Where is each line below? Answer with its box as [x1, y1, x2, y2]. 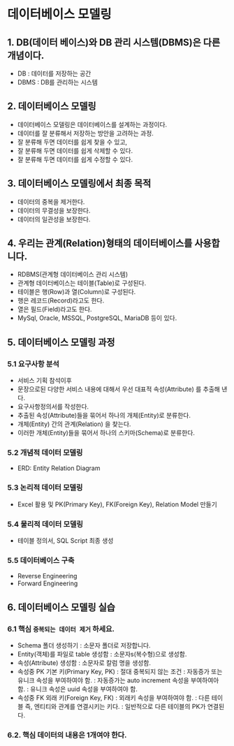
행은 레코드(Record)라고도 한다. [17, 296, 105, 305]
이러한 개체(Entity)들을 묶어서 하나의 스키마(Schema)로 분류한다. [17, 429, 196, 437]
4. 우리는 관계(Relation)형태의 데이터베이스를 [7, 237, 193, 249]
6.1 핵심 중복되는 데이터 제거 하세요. [7, 624, 115, 634]
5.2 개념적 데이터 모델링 [7, 448, 83, 458]
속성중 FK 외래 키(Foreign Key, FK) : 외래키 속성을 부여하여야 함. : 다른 [17, 694, 210, 702]
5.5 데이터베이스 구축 [7, 555, 75, 565]
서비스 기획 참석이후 [17, 376, 72, 385]
